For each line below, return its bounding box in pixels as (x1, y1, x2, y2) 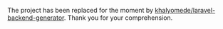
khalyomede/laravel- (155, 6, 216, 14)
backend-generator (7, 13, 64, 22)
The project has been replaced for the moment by (7, 6, 154, 14)
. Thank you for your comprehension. (63, 13, 173, 22)
